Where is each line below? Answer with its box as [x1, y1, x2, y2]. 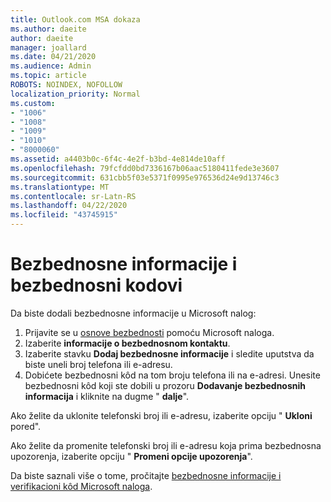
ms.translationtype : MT [10, 182, 110, 192]
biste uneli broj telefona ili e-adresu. [24, 358, 173, 370]
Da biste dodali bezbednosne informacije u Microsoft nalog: [10, 307, 257, 319]
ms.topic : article [10, 71, 87, 81]
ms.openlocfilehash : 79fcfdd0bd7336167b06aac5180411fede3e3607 [10, 163, 280, 173]
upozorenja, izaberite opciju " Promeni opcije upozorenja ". [10, 450, 253, 462]
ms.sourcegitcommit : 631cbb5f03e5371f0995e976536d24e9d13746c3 [10, 172, 280, 183]
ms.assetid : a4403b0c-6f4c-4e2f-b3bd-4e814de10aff [10, 154, 226, 164]
